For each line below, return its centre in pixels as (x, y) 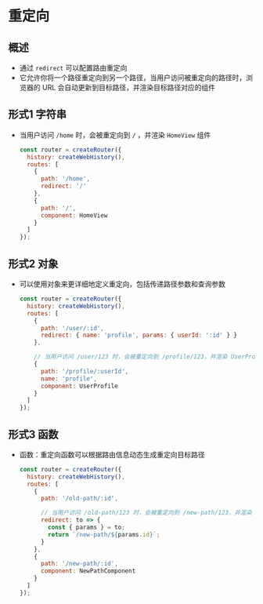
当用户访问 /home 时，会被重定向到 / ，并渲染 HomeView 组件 (115, 135)
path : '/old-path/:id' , (79, 499)
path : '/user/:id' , (72, 328)
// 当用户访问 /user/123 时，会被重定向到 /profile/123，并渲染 (131, 357)
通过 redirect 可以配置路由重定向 (73, 68)
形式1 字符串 (38, 115)
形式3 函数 (33, 434)
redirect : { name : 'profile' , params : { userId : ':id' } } (139, 335)
